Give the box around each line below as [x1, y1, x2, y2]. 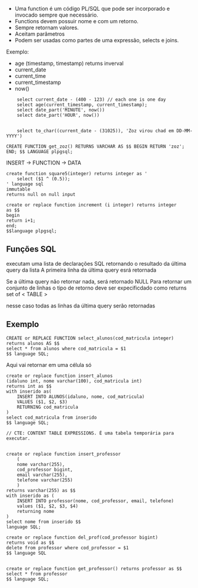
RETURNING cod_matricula [17, 404, 78, 410]
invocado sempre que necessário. [14, 11, 99, 18]
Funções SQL [6, 244, 56, 254]
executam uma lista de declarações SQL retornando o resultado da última [6, 260, 186, 267]
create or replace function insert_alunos [6, 372, 113, 379]
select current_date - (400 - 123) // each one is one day [17, 97, 166, 102]
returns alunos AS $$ [6, 340, 60, 346]
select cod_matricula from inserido [6, 414, 97, 421]
